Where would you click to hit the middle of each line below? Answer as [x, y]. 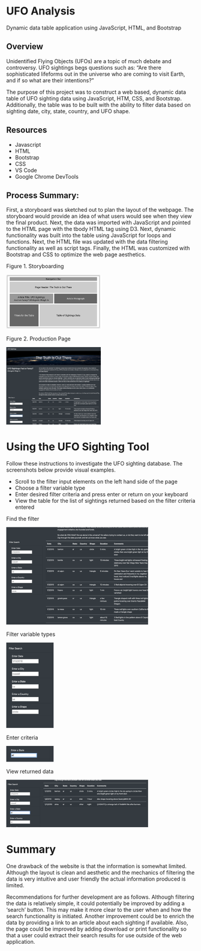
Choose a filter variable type [50, 488]
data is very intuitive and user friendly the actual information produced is [96, 879]
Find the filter [23, 519]
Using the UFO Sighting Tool [78, 447]
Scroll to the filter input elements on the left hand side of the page [96, 481]
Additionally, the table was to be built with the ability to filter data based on [98, 105]
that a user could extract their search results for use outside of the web [94, 935]
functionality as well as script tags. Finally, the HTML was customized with [98, 248]
